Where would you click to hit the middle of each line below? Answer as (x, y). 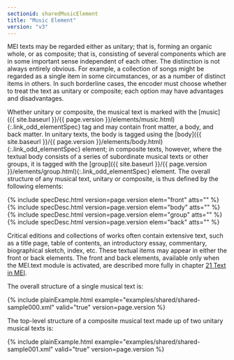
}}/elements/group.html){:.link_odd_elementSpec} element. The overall (109, 171)
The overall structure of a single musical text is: (75, 287)
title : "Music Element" (42, 20)
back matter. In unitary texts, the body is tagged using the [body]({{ (104, 134)
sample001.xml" (30, 350)
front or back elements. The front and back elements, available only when (114, 258)
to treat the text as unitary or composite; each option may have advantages (115, 91)
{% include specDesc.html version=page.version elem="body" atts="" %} (114, 208)
